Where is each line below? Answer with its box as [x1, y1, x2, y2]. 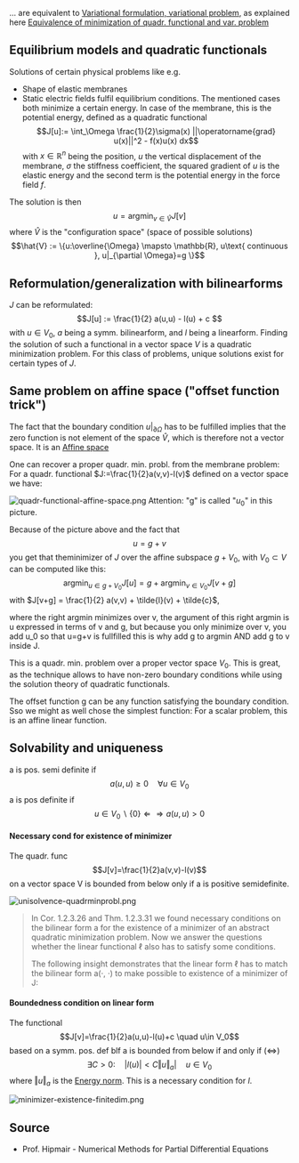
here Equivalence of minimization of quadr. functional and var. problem [9, 17, 270, 28]
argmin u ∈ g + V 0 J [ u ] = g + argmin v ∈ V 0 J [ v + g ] [62, 577, 237, 592]
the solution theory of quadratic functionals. [9, 679, 171, 689]
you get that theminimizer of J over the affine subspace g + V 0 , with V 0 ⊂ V [9, 552, 287, 565]
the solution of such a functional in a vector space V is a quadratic [9, 338, 252, 350]
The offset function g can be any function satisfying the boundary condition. [9, 696, 289, 707]
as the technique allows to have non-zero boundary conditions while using [9, 669, 283, 680]
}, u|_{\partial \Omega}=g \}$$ [93, 250, 206, 261]
